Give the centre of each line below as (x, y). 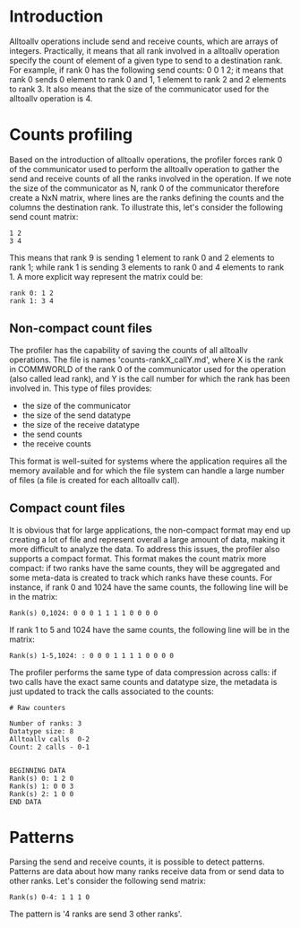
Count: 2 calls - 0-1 (50, 747)
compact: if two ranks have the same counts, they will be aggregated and (145, 568)
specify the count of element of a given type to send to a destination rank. (146, 60)
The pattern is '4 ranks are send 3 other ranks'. (96, 914)
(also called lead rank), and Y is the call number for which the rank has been (150, 378)
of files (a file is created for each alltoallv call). (94, 480)
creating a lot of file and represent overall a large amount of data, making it (147, 539)
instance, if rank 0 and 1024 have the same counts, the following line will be (149, 587)
